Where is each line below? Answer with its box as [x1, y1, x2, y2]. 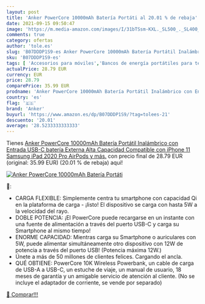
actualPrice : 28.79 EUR [6, 65, 67, 72]
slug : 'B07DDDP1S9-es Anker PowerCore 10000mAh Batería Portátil [6, 49, 176, 55]
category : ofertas [6, 37, 53, 43]
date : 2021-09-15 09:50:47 [6, 20, 75, 26]
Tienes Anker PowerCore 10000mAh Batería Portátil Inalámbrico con [6, 139, 179, 147]
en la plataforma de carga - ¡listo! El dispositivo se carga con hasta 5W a [15, 201, 198, 209]
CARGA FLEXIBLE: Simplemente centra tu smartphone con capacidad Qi [15, 195, 197, 202]
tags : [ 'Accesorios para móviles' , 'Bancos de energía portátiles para [6, 60, 192, 66]
